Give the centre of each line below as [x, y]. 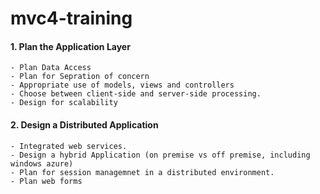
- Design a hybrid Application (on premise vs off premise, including [160, 155]
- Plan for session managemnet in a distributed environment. [142, 172]
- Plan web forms [46, 181]
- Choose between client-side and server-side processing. [136, 94]
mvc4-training [71, 18]
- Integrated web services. [69, 146]
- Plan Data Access [51, 68]
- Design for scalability [64, 103]
